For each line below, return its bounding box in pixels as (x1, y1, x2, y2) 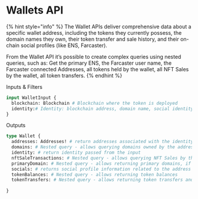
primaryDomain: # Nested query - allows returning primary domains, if (11, 160, 192, 167)
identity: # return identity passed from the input (11, 150, 141, 156)
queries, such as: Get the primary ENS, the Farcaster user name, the (6, 59, 172, 67)
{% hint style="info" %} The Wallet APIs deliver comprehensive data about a (6, 23, 192, 30)
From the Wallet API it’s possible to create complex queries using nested (6, 53, 181, 60)
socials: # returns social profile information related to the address (11, 166, 192, 172)
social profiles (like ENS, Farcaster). (20, 42, 108, 49)
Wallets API (6, 4, 64, 17)
